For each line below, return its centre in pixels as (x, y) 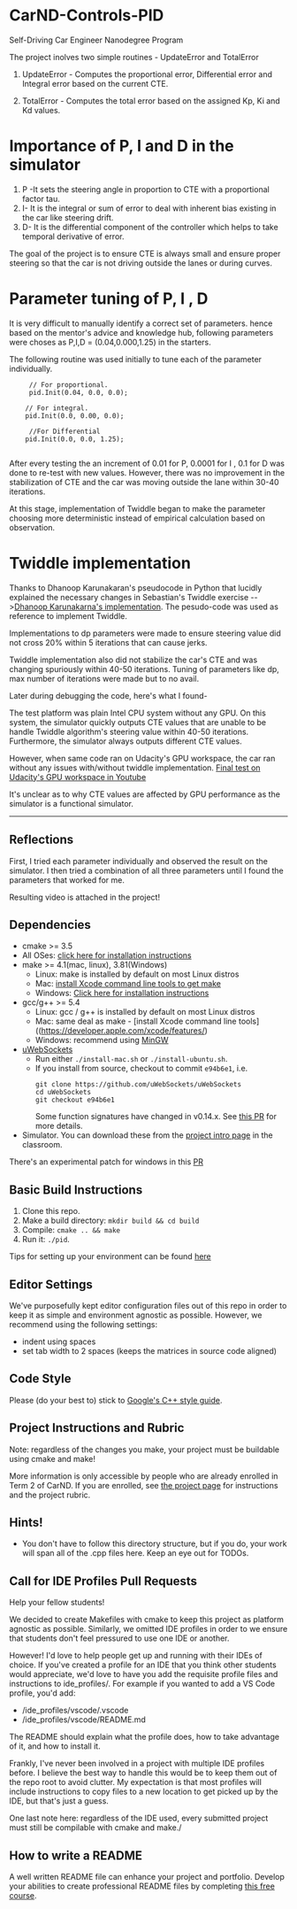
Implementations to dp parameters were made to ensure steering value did (145, 633)
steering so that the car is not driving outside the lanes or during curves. (141, 263)
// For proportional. (69, 385)
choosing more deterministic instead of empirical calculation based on (137, 518)
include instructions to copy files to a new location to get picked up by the (144, 1792)
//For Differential (65, 431)
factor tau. (41, 198)
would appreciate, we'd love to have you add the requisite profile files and (144, 1674)
